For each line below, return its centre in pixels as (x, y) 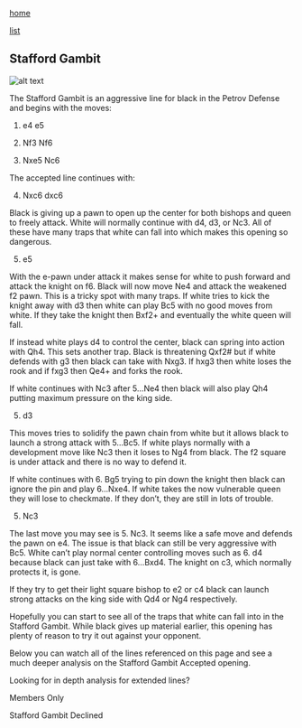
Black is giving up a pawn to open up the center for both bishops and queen (150, 212)
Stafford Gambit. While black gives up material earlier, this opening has (141, 626)
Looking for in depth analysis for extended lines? (100, 680)
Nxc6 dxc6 (42, 195)
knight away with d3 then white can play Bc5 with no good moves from (141, 305)
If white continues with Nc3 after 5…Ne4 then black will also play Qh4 (139, 388)
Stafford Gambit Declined (56, 715)
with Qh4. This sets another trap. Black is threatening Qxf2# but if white (143, 351)
